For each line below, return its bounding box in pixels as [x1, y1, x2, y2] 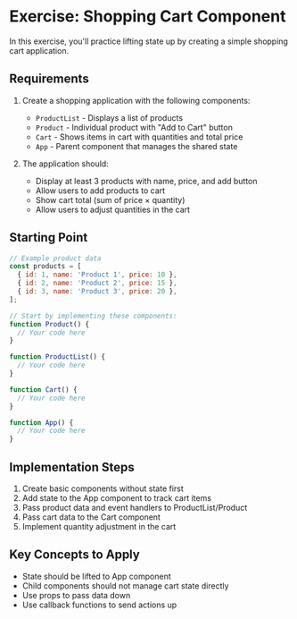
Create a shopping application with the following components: [21, 95, 251, 106]
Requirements [9, 72, 89, 87]
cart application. [9, 45, 70, 55]
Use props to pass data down [21, 589, 131, 600]
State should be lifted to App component [21, 571, 171, 581]
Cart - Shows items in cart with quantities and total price [35, 131, 243, 142]
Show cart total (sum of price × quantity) [35, 194, 186, 205]
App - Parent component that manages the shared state [35, 140, 238, 151]
